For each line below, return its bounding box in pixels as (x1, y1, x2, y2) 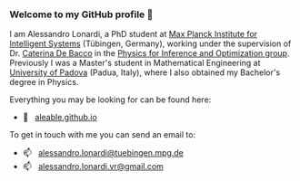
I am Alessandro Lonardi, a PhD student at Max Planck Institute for (9, 29, 257, 40)
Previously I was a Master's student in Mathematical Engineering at (9, 58, 261, 69)
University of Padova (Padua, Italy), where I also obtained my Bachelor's (9, 67, 281, 78)
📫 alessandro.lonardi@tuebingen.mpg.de (22, 148, 184, 158)
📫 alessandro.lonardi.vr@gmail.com (22, 161, 164, 172)
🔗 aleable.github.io (22, 112, 97, 123)
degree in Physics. (9, 77, 79, 88)
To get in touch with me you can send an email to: (9, 129, 196, 140)
